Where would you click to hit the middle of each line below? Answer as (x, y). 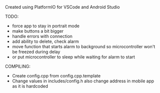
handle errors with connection (42, 36)
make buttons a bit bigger (38, 31)
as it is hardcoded (30, 86)
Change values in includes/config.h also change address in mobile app (83, 81)
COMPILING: (18, 66)
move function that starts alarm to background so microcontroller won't (84, 46)
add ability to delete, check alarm (45, 41)
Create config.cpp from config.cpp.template (56, 76)
